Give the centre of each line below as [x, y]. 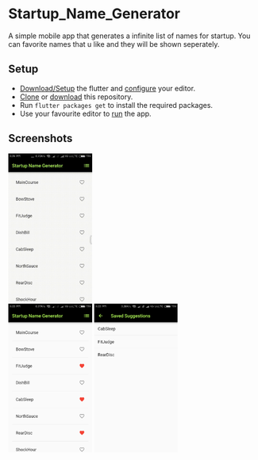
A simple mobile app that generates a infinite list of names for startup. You [129, 36]
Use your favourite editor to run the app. [86, 113]
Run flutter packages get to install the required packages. [116, 105]
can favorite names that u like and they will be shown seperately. [114, 44]
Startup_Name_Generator [94, 14]
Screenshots [40, 138]
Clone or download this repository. [76, 97]
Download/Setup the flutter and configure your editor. [108, 88]
